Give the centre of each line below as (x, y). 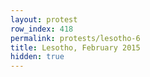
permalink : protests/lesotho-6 (75, 38)
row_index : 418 (42, 29)
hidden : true (37, 57)
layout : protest (44, 19)
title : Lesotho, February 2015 (75, 47)
